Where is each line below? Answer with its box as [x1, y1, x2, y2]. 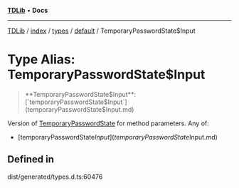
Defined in [7, 153, 55, 166]
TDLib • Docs [7, 6, 48, 14]
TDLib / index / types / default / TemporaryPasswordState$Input [7, 26, 196, 35]
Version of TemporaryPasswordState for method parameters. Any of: [7, 119, 210, 127]
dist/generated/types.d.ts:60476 [7, 172, 103, 181]
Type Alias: [7, 51, 76, 68]
